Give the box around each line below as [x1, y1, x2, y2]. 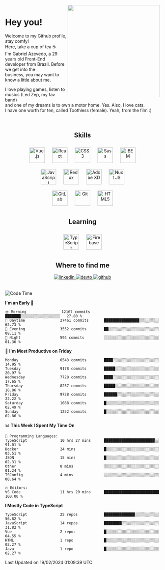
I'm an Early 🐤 [5, 300, 34, 306]
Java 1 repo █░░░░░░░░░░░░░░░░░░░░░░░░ [5, 546, 160, 552]
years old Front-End [5, 56, 46, 62]
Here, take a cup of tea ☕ [5, 44, 56, 50]
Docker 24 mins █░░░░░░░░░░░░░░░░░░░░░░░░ [5, 447, 160, 452]
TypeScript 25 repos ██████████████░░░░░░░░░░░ [5, 512, 160, 517]
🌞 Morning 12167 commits [5, 310, 90, 314]
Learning [68, 218, 97, 226]
